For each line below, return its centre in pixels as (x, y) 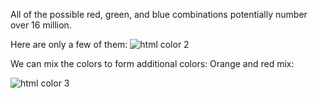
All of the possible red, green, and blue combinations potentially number (159, 14)
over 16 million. (41, 25)
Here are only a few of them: (69, 44)
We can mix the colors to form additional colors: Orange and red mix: (152, 63)
